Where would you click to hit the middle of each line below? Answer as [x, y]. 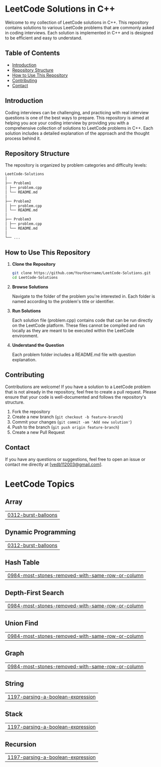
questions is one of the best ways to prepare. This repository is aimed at [77, 118]
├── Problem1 [18, 183]
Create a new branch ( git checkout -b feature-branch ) [67, 417]
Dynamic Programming [40, 532]
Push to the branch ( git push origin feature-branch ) [66, 427]
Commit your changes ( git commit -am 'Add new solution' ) [72, 422]
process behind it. [23, 138]
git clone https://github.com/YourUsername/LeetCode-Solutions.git [81, 273]
